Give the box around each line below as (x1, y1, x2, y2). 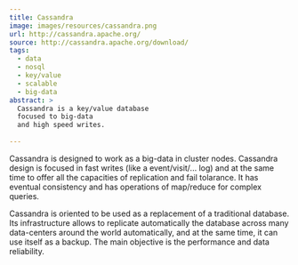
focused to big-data (17, 112, 93, 121)
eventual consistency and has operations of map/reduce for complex (9, 181, 262, 192)
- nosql (17, 63, 46, 72)
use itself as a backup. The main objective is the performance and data (9, 237, 270, 247)
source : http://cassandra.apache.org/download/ (9, 37, 189, 47)
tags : (9, 46, 29, 55)
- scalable (17, 79, 58, 88)
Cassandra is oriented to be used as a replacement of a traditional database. (9, 208, 290, 219)
